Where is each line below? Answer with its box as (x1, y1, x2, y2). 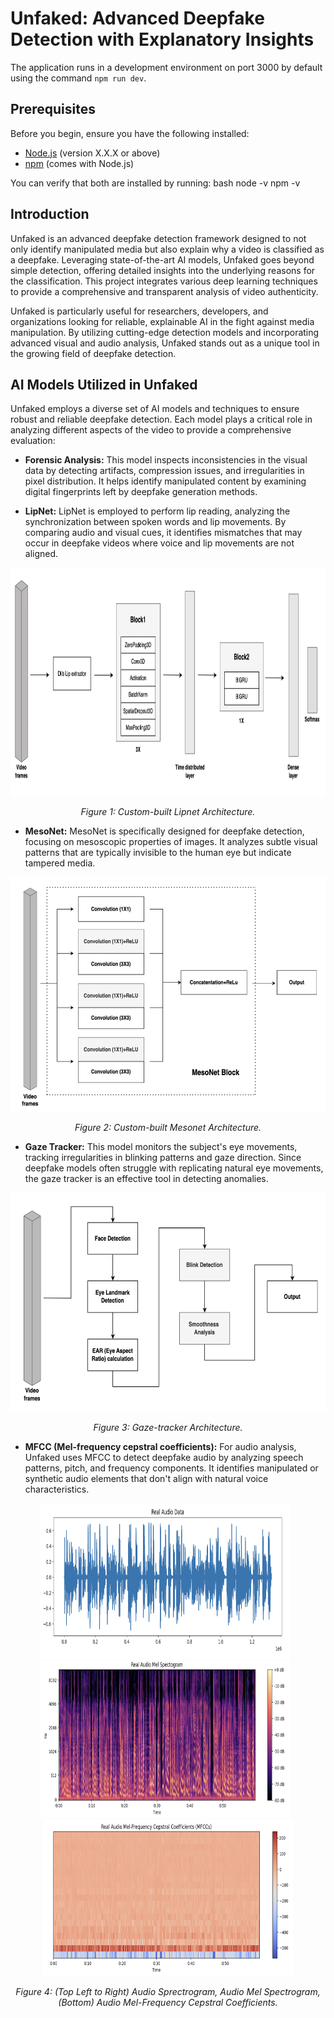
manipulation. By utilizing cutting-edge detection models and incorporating (10, 326, 320, 338)
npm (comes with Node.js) (24, 157, 135, 169)
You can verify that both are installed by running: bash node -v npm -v (10, 177, 301, 189)
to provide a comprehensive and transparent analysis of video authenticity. (10, 285, 319, 297)
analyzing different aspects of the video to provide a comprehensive (10, 424, 292, 436)
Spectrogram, (263, 1986, 321, 1998)
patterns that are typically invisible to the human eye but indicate (24, 847, 292, 859)
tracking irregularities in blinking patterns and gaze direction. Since (24, 1152, 302, 1164)
